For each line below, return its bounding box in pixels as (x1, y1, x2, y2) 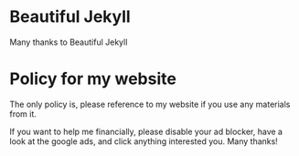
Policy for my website (9, 68, 176, 89)
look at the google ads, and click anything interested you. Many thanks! (9, 135, 279, 147)
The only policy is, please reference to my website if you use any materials (9, 99, 291, 109)
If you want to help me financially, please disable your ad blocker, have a (9, 126, 283, 137)
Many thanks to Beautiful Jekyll (9, 36, 128, 47)
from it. (9, 108, 37, 120)
